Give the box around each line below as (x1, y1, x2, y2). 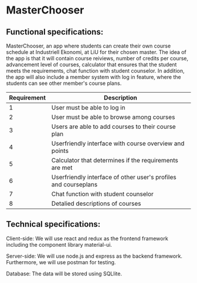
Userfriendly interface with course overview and (51, 139, 185, 147)
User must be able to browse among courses (51, 113, 175, 121)
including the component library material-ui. (6, 241, 113, 248)
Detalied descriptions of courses (51, 200, 141, 207)
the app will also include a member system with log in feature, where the (6, 74, 181, 80)
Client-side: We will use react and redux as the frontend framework (6, 235, 168, 242)
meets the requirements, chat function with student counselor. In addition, (6, 67, 185, 74)
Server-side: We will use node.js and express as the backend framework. (6, 253, 183, 260)
